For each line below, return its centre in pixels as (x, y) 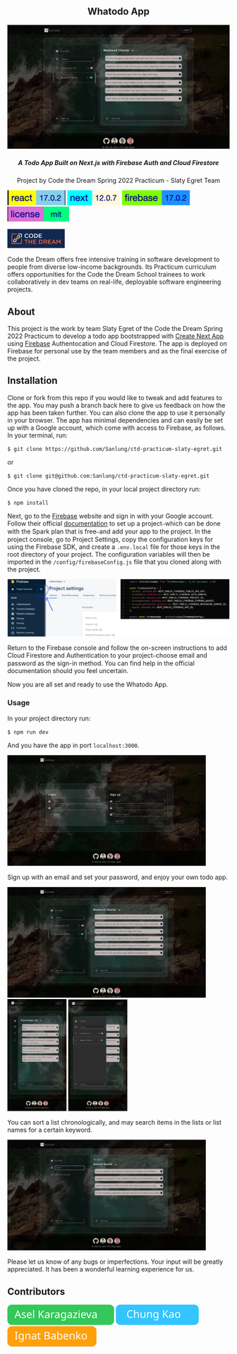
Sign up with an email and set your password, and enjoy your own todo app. (117, 877)
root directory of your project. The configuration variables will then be (109, 554)
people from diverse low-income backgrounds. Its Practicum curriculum (112, 267)
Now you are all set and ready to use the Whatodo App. (88, 684)
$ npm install (28, 503)
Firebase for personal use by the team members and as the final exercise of (117, 351)
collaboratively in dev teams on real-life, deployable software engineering (114, 282)
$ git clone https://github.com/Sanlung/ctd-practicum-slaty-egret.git (115, 449)
